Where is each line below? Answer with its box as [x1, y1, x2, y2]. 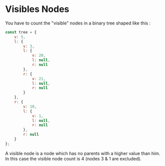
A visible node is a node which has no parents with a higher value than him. [5, 150, 160, 156]
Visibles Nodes [5, 3, 69, 15]
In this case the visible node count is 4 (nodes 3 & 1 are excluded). [5, 155, 141, 161]
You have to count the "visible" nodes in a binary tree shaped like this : [5, 20, 151, 26]
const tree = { [5, 29, 37, 34]
